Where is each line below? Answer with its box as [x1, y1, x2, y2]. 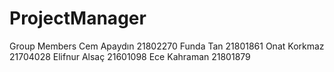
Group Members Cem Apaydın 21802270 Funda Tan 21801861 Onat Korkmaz [9, 40, 325, 52]
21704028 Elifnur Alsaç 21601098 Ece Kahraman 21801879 [9, 50, 251, 62]
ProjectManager [9, 7, 147, 30]
